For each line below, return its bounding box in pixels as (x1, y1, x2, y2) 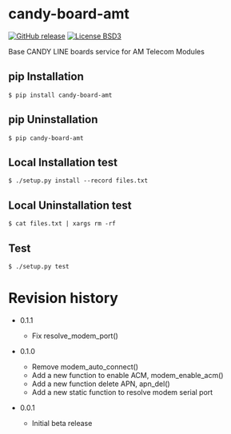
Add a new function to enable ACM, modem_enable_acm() (31, 370, 224, 380)
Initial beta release (31, 418, 93, 428)
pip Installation (8, 70, 84, 84)
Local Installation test (8, 155, 118, 169)
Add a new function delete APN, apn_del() (31, 379, 170, 388)
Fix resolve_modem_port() (31, 331, 118, 340)
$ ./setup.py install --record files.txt (8, 177, 149, 185)
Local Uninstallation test (8, 198, 132, 212)
